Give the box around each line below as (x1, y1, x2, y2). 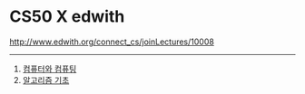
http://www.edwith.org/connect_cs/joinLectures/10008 (9, 36, 215, 47)
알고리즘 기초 (22, 74, 70, 85)
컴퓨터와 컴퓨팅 (22, 63, 77, 74)
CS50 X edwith (9, 6, 125, 27)
